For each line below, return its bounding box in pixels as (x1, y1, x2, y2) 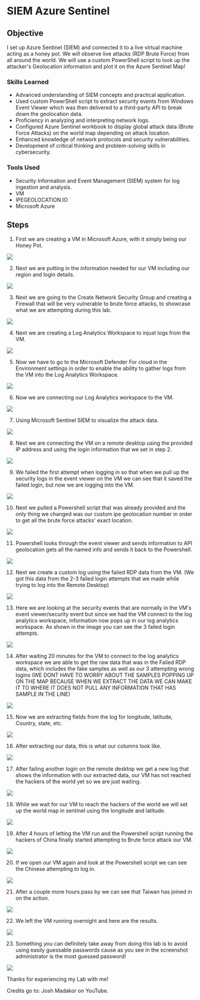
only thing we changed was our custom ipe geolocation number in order (15, 510, 193, 518)
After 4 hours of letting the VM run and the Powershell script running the (15, 830, 193, 837)
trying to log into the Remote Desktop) (15, 582, 110, 589)
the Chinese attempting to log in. (15, 866, 96, 873)
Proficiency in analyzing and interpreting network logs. (15, 117, 150, 124)
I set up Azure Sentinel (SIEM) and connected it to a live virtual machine (7, 44, 183, 51)
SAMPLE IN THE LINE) (15, 690, 71, 698)
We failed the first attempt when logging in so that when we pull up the (15, 469, 189, 476)
